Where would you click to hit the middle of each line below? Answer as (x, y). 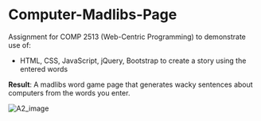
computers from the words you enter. (69, 92)
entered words (44, 68)
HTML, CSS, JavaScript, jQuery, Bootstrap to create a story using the (133, 60)
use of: (20, 45)
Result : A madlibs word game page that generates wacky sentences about (130, 84)
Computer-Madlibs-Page (93, 15)
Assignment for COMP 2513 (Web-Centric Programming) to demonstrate (127, 37)
